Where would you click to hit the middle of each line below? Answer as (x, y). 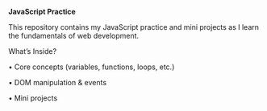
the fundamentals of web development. (74, 36)
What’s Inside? (33, 51)
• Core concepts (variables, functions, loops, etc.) (92, 67)
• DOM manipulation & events (58, 82)
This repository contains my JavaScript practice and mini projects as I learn (134, 27)
